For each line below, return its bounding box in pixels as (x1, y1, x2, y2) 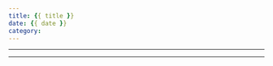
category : (8, 27, 42, 35)
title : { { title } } (8, 11, 75, 20)
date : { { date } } (8, 19, 67, 27)
